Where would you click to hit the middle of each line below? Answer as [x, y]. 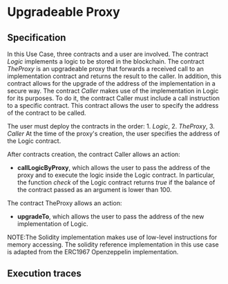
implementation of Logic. [53, 224]
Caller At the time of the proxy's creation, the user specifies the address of [114, 133]
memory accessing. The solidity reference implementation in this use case [113, 245]
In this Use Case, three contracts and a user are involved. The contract [108, 54]
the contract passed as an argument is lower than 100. [94, 190]
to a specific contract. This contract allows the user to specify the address [113, 105]
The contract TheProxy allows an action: [65, 203]
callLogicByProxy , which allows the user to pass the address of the [114, 168]
